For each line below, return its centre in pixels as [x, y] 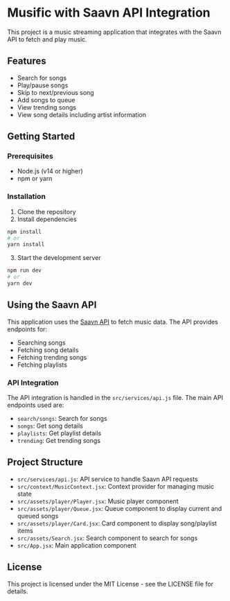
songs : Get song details [50, 426]
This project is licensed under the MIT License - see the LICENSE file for [110, 584]
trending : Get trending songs [59, 441]
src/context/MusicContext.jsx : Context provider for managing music [116, 486]
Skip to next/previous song [56, 92]
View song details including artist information [82, 114]
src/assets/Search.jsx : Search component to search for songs [107, 538]
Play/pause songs [43, 85]
